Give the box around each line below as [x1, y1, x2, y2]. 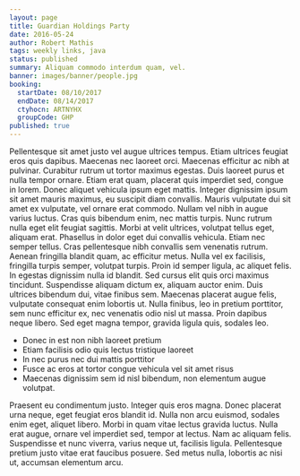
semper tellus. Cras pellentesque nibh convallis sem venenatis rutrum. [9, 241, 269, 252]
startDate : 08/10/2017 [17, 88, 102, 97]
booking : [9, 80, 42, 89]
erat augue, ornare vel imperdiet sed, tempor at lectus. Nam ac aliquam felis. [9, 428, 292, 439]
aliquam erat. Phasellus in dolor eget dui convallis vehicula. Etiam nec [9, 232, 266, 242]
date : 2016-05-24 [9, 30, 74, 39]
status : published [9, 55, 78, 64]
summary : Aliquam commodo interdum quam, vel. [9, 64, 186, 73]
